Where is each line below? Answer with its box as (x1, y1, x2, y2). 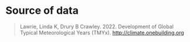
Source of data (5, 4, 79, 17)
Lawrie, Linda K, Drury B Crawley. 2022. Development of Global (19, 23, 174, 30)
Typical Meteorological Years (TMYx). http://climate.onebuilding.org (19, 29, 184, 36)
